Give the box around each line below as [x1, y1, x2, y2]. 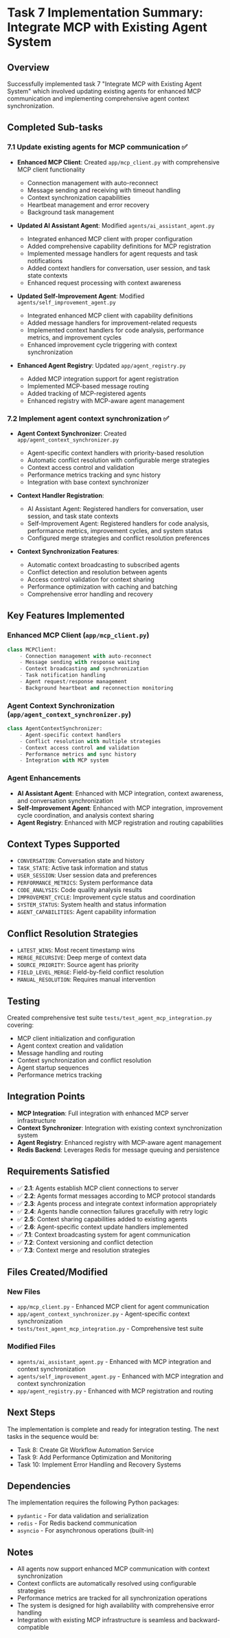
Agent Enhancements [7, 774, 81, 783]
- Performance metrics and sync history [19, 751, 137, 758]
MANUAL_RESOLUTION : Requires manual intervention [16, 975, 156, 984]
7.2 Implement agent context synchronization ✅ [7, 413, 170, 423]
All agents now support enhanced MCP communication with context [16, 1565, 210, 1573]
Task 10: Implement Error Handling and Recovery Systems [16, 1460, 182, 1469]
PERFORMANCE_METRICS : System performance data [16, 878, 153, 887]
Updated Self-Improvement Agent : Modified [16, 291, 145, 300]
